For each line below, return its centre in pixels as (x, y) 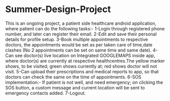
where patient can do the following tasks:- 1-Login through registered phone (85, 28)
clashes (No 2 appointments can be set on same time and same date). (78, 50)
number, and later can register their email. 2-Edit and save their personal (81, 34)
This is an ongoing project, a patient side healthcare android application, (81, 23)
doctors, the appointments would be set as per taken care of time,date (79, 44)
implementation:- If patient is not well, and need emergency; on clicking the (84, 82)
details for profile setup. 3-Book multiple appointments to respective (77, 39)
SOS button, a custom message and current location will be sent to (75, 87)
